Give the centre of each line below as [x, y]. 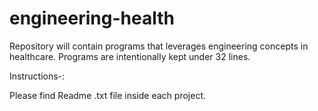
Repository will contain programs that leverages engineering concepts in [159, 46]
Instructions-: [37, 76]
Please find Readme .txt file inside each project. [108, 95]
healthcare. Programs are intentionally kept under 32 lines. [130, 56]
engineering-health [92, 18]
